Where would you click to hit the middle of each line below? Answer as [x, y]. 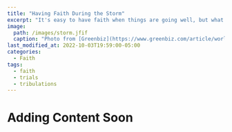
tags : [15, 65]
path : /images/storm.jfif [51, 33]
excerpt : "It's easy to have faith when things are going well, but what [116, 20]
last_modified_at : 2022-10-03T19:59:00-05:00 [74, 45]
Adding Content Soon [70, 118]
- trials [26, 77]
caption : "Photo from [45, 39]
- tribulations [35, 84]
